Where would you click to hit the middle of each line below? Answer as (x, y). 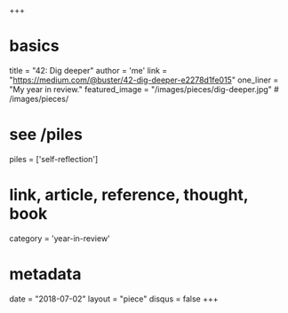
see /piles (46, 135)
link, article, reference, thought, (129, 195)
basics (34, 46)
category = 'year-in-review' (60, 238)
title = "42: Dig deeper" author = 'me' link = (88, 70)
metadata (45, 274)
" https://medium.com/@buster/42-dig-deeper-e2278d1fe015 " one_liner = (144, 80)
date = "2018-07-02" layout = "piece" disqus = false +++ (114, 299)
